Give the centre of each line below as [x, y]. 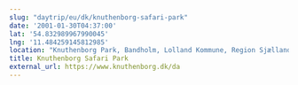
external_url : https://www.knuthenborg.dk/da [94, 67]
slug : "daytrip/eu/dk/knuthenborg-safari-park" [99, 17]
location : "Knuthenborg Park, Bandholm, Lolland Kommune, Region [132, 50]
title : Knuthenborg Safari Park [69, 58]
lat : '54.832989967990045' [59, 34]
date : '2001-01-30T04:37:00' [63, 26]
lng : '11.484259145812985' [59, 42]
